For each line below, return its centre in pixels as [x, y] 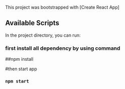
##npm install [19, 59]
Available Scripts [32, 23]
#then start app [21, 69]
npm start [17, 81]
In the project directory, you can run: [43, 35]
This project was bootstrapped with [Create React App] [62, 7]
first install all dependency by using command [63, 48]
